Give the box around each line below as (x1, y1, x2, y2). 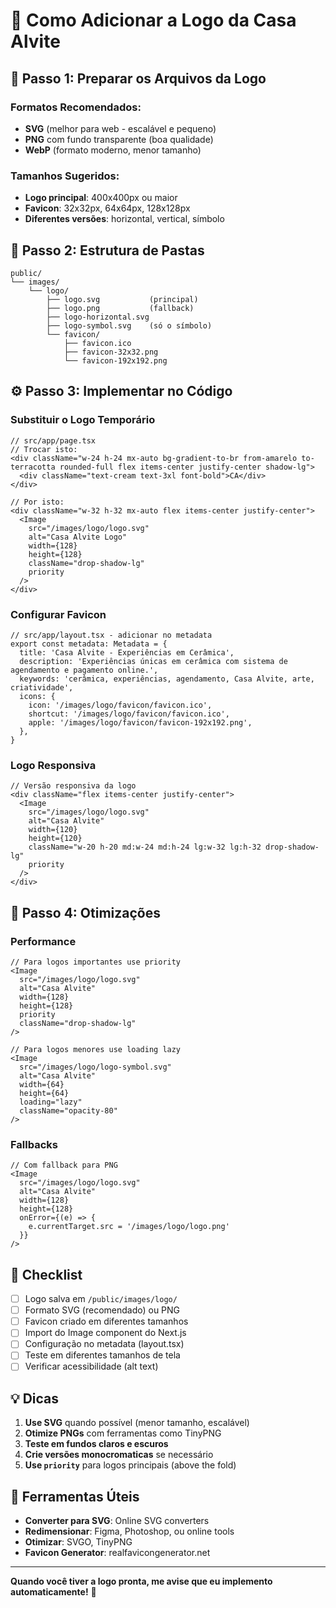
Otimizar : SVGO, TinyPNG (24, 1536, 133, 1548)
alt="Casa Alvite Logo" (28, 532, 128, 542)
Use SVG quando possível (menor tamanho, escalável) (24, 1417, 250, 1429)
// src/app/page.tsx (10, 435, 97, 446)
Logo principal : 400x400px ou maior (24, 192, 178, 204)
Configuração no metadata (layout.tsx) (24, 1338, 185, 1350)
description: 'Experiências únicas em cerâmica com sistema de (19, 656, 288, 666)
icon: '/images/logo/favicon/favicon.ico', (28, 700, 213, 710)
